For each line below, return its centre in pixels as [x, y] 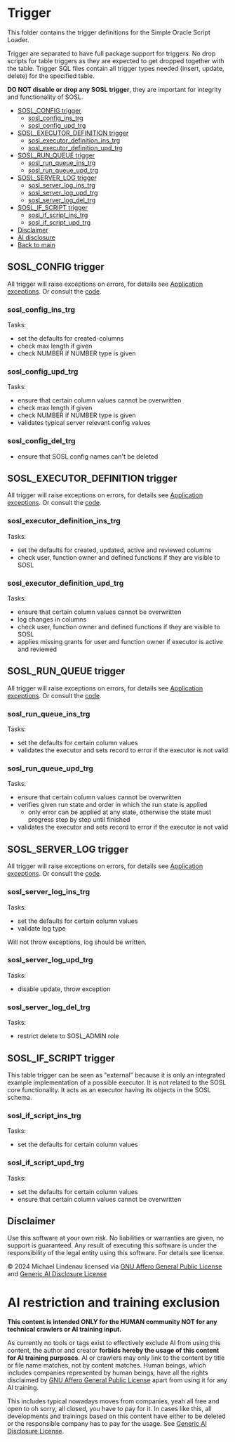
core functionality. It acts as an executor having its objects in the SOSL [109, 1089]
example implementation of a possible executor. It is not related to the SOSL [117, 1082]
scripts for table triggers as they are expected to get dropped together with [116, 60]
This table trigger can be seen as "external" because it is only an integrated [116, 1075]
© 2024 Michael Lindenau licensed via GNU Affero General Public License [115, 1266]
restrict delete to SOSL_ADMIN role [68, 1036]
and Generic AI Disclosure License [57, 1274]
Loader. [18, 39]
